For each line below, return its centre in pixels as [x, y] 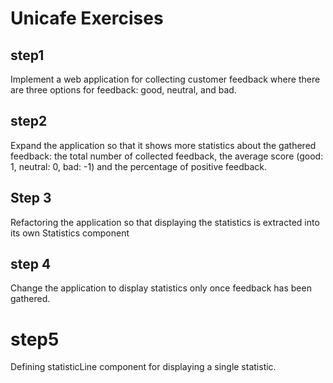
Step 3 [31, 198]
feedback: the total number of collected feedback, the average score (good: [167, 156]
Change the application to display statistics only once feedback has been [161, 288]
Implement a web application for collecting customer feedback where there [165, 79]
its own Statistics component [70, 233]
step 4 [31, 264]
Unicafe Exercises [87, 18]
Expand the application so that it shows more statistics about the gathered [163, 145]
